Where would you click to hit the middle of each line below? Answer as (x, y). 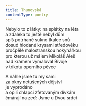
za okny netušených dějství (33, 82)
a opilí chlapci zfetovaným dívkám (40, 92)
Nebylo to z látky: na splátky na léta (42, 29)
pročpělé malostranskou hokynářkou (43, 50)
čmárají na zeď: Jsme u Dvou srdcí (41, 98)
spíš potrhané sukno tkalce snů (38, 40)
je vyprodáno (19, 87)
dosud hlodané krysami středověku (42, 45)
